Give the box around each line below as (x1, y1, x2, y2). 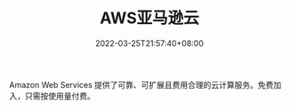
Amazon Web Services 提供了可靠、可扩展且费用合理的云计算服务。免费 (9, 79, 274, 90)
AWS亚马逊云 (99, 8, 200, 28)
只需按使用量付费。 (24, 90, 95, 101)
